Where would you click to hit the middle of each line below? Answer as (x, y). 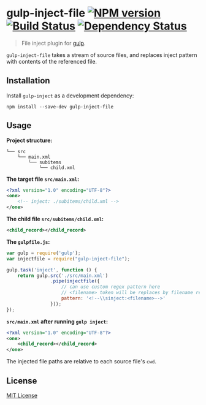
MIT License (22, 396)
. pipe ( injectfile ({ (75, 281)
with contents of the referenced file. (51, 61)
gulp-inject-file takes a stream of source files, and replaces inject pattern (102, 55)
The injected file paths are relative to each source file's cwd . (82, 361)
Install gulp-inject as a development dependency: (70, 96)
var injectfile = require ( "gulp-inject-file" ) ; (68, 259)
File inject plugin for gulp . (53, 43)
